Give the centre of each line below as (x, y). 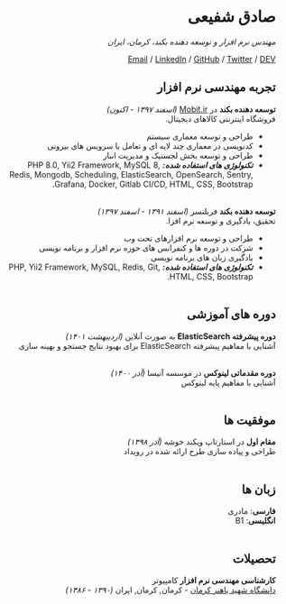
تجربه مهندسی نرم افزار (216, 87)
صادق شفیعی (231, 17)
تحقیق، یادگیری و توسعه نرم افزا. (221, 220)
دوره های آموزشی (231, 314)
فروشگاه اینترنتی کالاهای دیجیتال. (221, 118)
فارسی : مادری (252, 511)
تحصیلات (254, 558)
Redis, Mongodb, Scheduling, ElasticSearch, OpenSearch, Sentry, (131, 174)
